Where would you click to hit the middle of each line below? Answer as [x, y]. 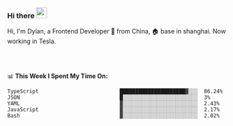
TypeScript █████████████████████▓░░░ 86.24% [115, 92]
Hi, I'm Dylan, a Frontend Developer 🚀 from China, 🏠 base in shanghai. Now [117, 31]
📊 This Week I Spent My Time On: [58, 76]
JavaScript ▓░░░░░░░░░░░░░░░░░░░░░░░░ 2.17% [113, 110]
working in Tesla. [32, 41]
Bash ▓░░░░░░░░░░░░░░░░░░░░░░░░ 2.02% [113, 116]
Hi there [21, 15]
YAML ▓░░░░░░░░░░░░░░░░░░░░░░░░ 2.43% [113, 104]
